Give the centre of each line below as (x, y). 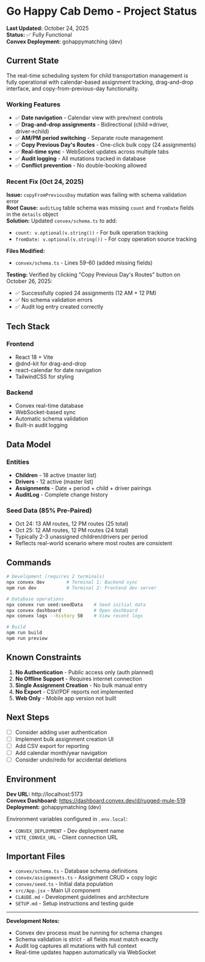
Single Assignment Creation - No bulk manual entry (81, 685)
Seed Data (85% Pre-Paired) (49, 510)
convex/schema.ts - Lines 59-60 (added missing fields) (84, 263)
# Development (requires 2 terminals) (56, 577)
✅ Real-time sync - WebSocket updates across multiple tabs (92, 152)
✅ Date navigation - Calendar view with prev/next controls (89, 118)
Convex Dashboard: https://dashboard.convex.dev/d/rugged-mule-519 (96, 800)
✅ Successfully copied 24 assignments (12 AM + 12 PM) (86, 293)
